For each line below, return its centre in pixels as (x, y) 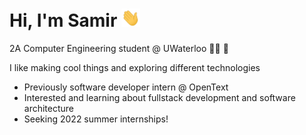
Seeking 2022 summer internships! (96, 119)
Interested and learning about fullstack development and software (159, 98)
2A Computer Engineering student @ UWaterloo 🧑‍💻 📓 (119, 49)
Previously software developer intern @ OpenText (126, 87)
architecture (49, 109)
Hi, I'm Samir (63, 20)
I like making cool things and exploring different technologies (135, 68)
